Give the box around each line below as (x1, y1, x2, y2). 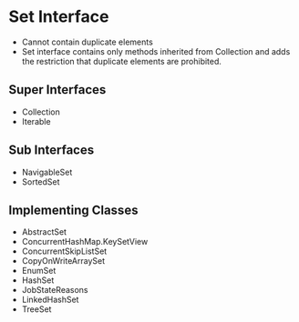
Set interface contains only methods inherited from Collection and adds (21, 45, 291, 56)
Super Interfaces (8, 82, 107, 97)
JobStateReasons (21, 285, 88, 296)
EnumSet (21, 266, 57, 277)
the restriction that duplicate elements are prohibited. (21, 55, 222, 66)
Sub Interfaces (8, 143, 95, 158)
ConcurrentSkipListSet (21, 246, 108, 257)
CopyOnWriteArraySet (21, 256, 106, 267)
